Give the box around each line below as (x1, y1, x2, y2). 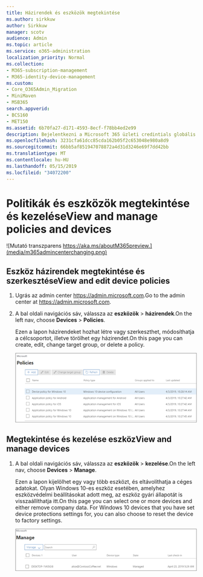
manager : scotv (6, 29, 45, 35)
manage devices (6, 444, 70, 454)
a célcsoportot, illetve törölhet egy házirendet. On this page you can (14, 335, 183, 342)
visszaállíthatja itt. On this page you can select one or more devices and (14, 497, 192, 504)
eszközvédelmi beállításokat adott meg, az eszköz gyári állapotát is (14, 491, 183, 498)
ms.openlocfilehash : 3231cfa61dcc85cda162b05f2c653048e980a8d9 (6, 138, 169, 144)
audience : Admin (6, 35, 47, 42)
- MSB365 (6, 99, 28, 105)
